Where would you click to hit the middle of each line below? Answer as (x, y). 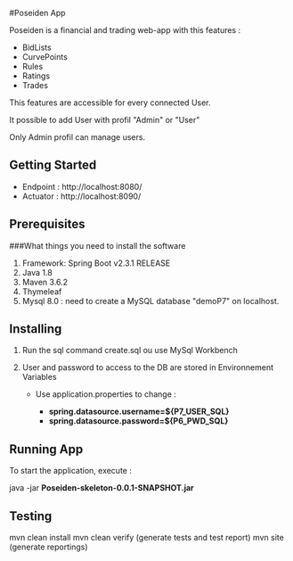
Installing (36, 329)
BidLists (37, 47)
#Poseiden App (37, 13)
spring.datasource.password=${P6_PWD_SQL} (138, 421)
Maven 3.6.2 (45, 282)
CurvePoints (45, 57)
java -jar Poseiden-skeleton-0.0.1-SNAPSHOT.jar (102, 488)
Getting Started (53, 165)
